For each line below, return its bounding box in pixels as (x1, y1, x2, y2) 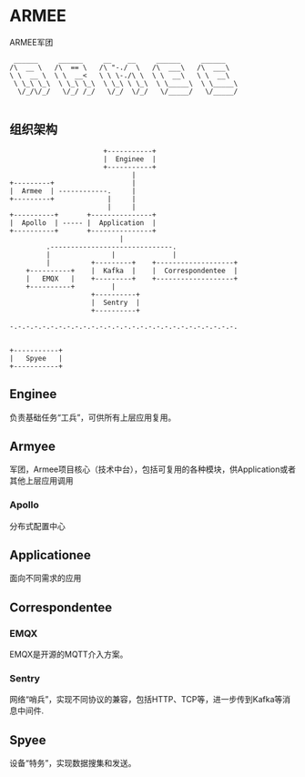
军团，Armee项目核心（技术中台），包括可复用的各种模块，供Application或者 (9, 464, 296, 475)
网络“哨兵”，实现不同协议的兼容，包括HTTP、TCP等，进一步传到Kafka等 (9, 694, 283, 705)
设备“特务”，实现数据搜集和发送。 (9, 758, 137, 769)
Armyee (9, 438, 56, 454)
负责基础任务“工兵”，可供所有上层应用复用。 (9, 412, 177, 423)
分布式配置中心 (9, 520, 66, 531)
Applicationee (9, 547, 91, 563)
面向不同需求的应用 (9, 573, 82, 584)
